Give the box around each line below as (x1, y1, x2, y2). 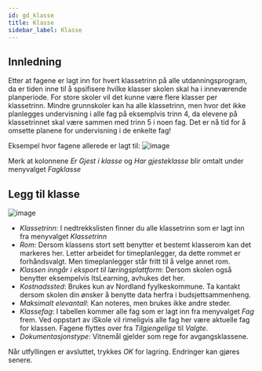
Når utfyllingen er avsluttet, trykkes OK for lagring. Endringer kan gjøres (8, 347, 240, 356)
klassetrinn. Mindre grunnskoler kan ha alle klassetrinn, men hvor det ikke (8, 101, 246, 111)
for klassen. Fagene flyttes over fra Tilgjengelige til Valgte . (19, 323, 209, 333)
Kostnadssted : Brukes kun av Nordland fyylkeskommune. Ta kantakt (19, 282, 241, 291)
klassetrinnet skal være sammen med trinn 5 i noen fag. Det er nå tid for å (8, 118, 246, 127)
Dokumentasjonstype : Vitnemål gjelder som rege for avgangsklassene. (19, 332, 249, 341)
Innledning (8, 55, 62, 68)
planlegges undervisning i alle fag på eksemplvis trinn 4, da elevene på (8, 109, 238, 118)
